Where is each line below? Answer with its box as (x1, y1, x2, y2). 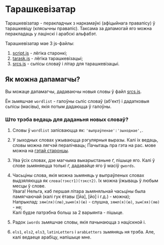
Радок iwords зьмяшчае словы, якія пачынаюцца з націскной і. (12, 219, 146, 225)
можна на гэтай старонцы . (12, 147, 69, 153)
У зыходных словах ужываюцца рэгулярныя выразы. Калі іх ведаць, (12, 137, 159, 143)
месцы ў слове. (12, 183, 46, 189)
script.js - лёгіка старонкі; (12, 50, 67, 56)
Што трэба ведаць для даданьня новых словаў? (5, 116, 129, 123)
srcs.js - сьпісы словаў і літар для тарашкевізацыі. (12, 60, 120, 66)
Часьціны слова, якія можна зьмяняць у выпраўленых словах (12, 172, 145, 178)
